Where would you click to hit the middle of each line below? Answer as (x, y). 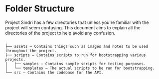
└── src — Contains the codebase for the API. (54, 73)
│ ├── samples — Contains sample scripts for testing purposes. (76, 64)
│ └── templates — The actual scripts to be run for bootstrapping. (80, 68)
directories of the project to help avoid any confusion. (60, 33)
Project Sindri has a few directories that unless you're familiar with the (77, 22)
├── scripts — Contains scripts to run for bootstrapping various (76, 55)
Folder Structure (40, 9)
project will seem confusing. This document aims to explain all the (73, 27)
